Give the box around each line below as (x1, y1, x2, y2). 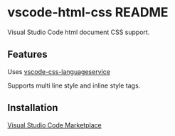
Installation (7, 102, 58, 114)
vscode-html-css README (7, 4, 169, 21)
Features (7, 48, 48, 61)
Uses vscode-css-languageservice (7, 67, 110, 75)
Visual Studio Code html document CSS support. (7, 28, 150, 36)
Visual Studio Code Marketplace (7, 120, 102, 129)
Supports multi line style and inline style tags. (7, 81, 141, 90)
